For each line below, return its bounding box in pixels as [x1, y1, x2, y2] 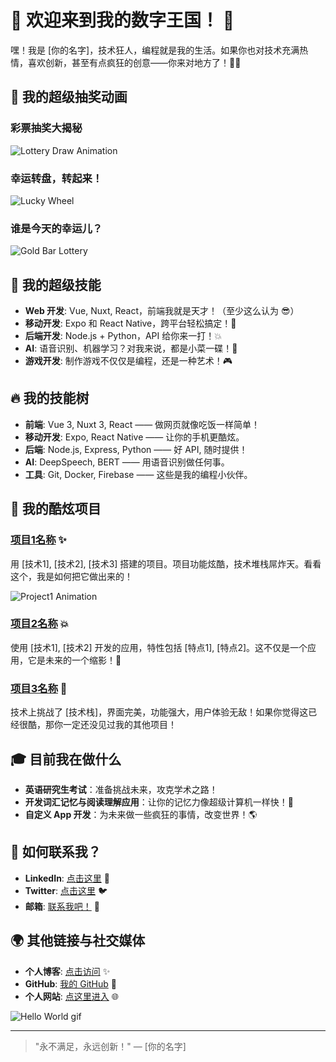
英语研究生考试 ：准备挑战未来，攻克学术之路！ [24, 783, 218, 795]
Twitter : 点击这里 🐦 [24, 884, 108, 896]
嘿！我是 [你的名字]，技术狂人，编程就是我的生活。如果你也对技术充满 [10, 44, 300, 56]
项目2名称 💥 [10, 617, 70, 631]
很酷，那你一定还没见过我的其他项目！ [18, 719, 177, 731]
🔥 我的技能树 [10, 390, 90, 407]
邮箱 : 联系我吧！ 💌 [24, 900, 100, 912]
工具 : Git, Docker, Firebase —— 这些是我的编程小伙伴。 [24, 468, 253, 480]
